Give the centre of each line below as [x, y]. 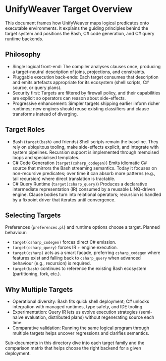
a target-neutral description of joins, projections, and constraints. [79, 72]
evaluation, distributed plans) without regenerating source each [89, 317]
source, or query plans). [37, 88]
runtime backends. [24, 39]
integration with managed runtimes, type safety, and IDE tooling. [78, 307]
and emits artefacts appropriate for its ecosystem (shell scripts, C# [81, 82]
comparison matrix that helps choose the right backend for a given [73, 348]
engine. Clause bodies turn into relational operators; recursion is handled [87, 194]
